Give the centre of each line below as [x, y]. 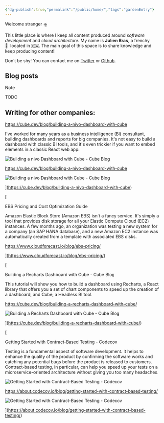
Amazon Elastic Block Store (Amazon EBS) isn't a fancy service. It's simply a [82, 216]
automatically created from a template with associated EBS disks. [71, 237]
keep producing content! [30, 51]
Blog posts [22, 76]
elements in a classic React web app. [42, 149]
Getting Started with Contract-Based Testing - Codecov [61, 342]
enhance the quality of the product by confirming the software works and [79, 357]
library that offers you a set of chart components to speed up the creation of [82, 289]
